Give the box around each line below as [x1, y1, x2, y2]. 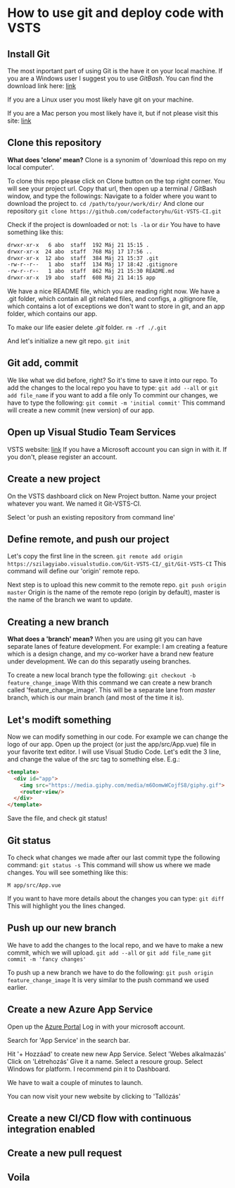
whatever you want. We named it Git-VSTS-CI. [7, 499, 142, 508]
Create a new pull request [7, 1147, 122, 1159]
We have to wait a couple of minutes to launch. [7, 1078, 143, 1086]
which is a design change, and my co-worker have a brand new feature [7, 650, 214, 659]
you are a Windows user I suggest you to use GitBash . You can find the [7, 74, 213, 82]
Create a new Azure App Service [7, 1003, 153, 1016]
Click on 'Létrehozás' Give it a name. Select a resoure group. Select [7, 1057, 203, 1065]
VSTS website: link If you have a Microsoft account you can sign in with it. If [7, 445, 227, 453]
